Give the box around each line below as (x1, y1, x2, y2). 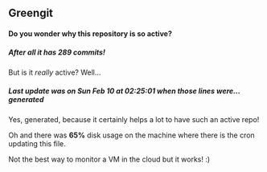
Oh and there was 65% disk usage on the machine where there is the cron (8, 130, 255, 140)
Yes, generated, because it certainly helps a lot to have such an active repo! (8, 114, 260, 124)
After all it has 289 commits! (8, 47, 106, 57)
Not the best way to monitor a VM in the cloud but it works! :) (8, 154, 211, 164)
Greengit (8, 6, 54, 20)
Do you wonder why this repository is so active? (8, 28, 173, 39)
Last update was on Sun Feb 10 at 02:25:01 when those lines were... (8, 86, 240, 96)
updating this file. (8, 138, 66, 148)
